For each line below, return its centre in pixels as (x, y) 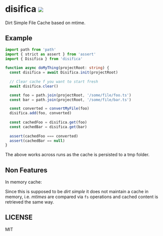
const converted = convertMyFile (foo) (50, 109)
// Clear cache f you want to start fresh (54, 82)
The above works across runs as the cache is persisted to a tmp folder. (77, 155)
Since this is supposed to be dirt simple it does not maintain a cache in (77, 192)
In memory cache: (23, 182)
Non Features (26, 170)
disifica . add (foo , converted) (41, 113)
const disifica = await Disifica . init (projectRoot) (64, 72)
